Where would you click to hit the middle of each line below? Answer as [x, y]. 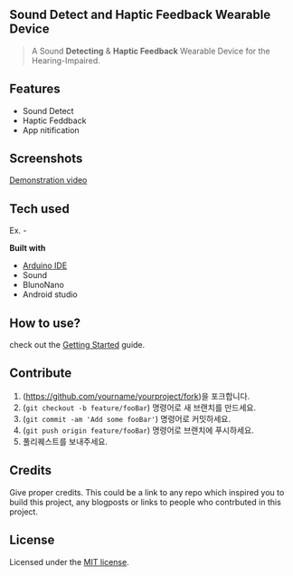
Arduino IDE [45, 265]
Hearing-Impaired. [66, 60]
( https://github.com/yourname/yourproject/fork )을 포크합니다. [136, 396]
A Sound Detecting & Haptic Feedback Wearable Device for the [151, 51]
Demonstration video [48, 180]
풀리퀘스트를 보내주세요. [65, 441]
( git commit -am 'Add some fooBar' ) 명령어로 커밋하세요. [126, 418]
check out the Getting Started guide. [77, 345]
